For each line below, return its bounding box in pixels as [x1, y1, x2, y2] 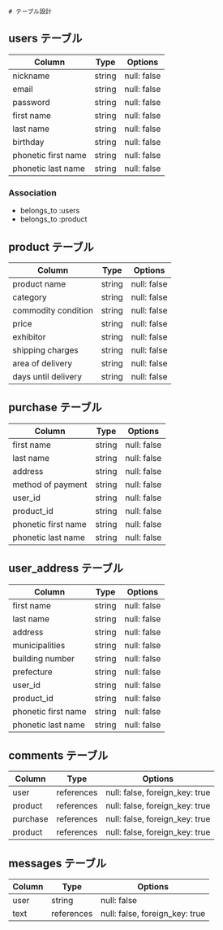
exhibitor [12, 331, 46, 342]
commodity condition [12, 305, 93, 316]
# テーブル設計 [8, 7, 52, 15]
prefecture [12, 666, 53, 678]
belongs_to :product [19, 214, 88, 224]
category [12, 292, 47, 303]
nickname [12, 70, 50, 81]
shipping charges [12, 344, 79, 356]
